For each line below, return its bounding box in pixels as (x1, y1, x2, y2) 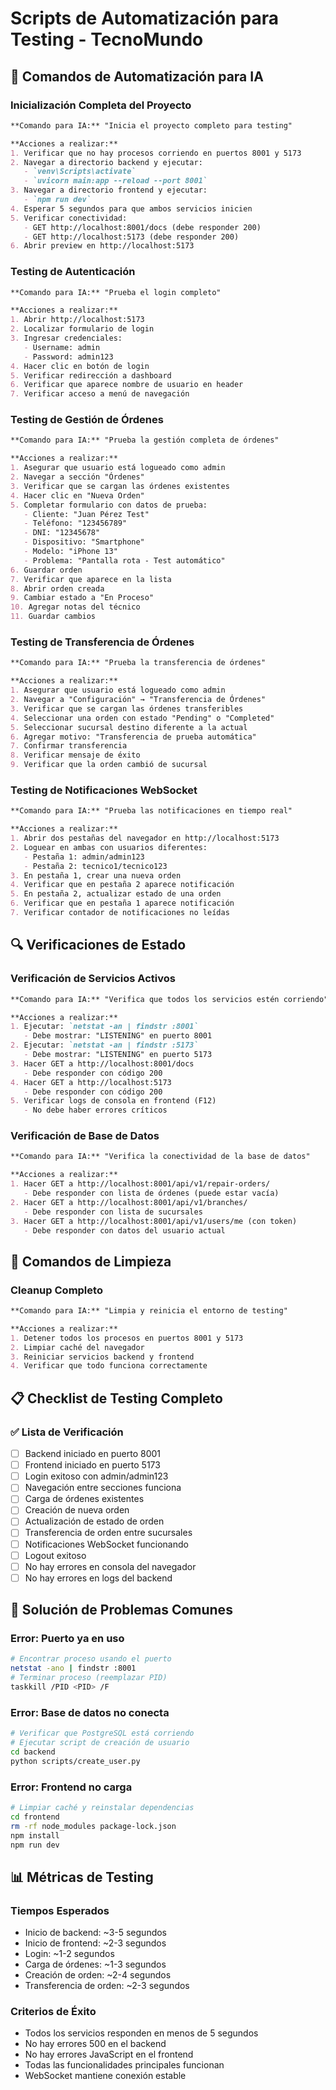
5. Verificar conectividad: (10, 213, 128, 223)
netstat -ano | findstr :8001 (10, 1663, 137, 1674)
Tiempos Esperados (10, 1903, 110, 1917)
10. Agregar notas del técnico (10, 602, 141, 612)
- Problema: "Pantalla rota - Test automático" (23, 555, 226, 566)
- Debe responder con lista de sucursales (23, 1207, 203, 1217)
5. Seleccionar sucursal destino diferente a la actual (10, 722, 248, 732)
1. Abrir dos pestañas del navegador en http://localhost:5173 (10, 833, 280, 844)
